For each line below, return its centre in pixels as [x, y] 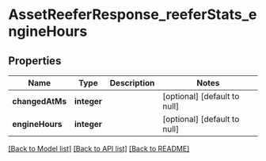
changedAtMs [40, 101]
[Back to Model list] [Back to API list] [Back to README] [99, 149]
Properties [35, 61]
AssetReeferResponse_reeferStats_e [133, 15]
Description [132, 83]
